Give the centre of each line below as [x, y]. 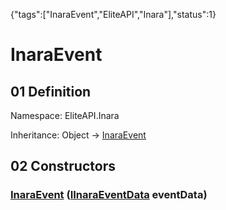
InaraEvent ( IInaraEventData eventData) [109, 195]
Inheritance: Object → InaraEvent [78, 135]
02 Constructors [63, 166]
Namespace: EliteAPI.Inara [65, 115]
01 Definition [51, 91]
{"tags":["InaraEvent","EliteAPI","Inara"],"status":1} [113, 14]
